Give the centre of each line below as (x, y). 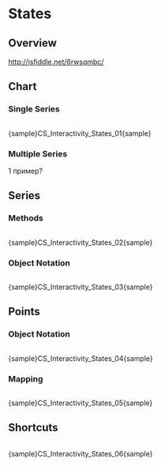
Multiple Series (38, 153)
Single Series (34, 109)
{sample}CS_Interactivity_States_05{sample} (80, 403)
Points (24, 312)
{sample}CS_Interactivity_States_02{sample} (80, 242)
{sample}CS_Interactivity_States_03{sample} (80, 287)
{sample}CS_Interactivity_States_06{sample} (80, 453)
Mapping (26, 378)
